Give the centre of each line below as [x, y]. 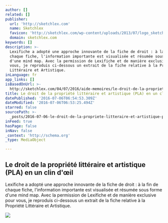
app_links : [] [20, 79]
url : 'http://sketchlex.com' [40, 24]
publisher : [16, 19]
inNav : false [19, 130]
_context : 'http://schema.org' [38, 135]
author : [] [16, 10]
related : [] [17, 14]
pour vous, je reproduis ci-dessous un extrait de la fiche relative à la [75, 200]
